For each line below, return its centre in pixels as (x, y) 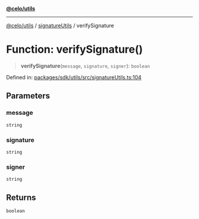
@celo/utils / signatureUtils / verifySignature (60, 25)
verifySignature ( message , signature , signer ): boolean (85, 66)
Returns (21, 197)
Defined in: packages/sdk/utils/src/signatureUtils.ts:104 (74, 77)
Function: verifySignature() (75, 49)
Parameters (28, 96)
